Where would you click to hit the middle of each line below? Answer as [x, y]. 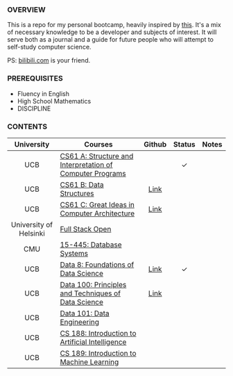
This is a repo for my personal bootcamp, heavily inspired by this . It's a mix [114, 25]
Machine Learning [89, 361]
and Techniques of [90, 293]
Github [155, 144]
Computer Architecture [97, 213]
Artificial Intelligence [93, 342]
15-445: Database [91, 245]
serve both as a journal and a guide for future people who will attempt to [110, 40]
